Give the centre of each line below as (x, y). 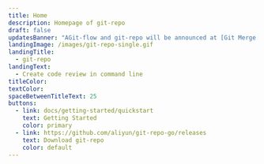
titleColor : (28, 81)
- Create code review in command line (79, 74)
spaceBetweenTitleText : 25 (53, 96)
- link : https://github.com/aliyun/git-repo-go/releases (111, 132)
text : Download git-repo (63, 140)
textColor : (26, 89)
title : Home (28, 15)
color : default (47, 147)
